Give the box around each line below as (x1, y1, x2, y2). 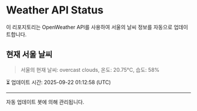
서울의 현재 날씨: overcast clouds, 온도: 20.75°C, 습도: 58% (20, 66, 160, 73)
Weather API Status (6, 4, 104, 17)
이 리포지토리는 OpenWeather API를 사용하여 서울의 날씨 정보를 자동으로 (6, 23, 173, 30)
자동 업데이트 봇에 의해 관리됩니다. (6, 98, 84, 105)
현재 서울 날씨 (6, 50, 53, 60)
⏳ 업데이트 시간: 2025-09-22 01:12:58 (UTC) (6, 78, 111, 85)
